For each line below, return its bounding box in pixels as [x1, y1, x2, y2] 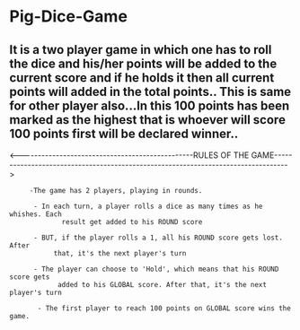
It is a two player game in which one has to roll [9, 42, 272, 57]
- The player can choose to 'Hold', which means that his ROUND [32, 265, 279, 274]
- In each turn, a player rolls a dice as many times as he [32, 202, 263, 211]
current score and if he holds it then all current [9, 70, 275, 85]
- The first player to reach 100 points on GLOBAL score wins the [37, 304, 292, 313]
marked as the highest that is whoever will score [9, 112, 286, 127]
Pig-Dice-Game [9, 6, 128, 27]
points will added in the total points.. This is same [9, 83, 292, 100]
